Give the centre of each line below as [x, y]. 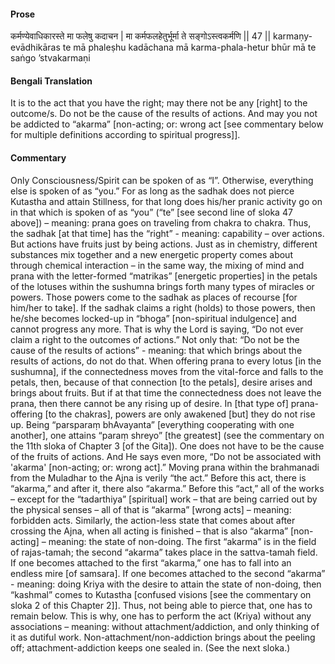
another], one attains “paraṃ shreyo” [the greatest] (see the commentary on [167, 435]
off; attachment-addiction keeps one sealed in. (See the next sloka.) [150, 647]
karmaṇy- [293, 36]
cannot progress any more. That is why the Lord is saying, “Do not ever [157, 329]
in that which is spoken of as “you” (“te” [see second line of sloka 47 [151, 212]
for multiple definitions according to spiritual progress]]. [125, 135]
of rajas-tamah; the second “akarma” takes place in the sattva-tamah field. [164, 552]
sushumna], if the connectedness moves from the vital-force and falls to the [167, 371]
